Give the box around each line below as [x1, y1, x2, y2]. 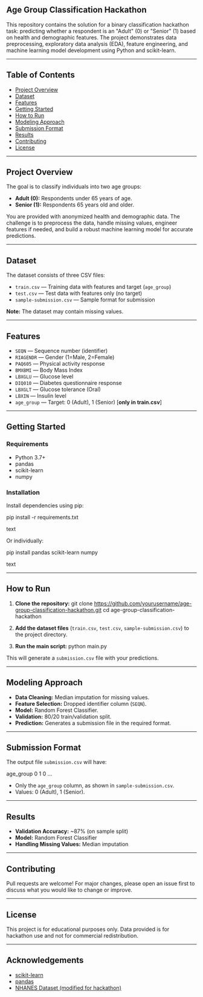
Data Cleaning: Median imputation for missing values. [14, 693, 150, 701]
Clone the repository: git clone [14, 599, 93, 607]
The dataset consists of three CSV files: [6, 272, 106, 279]
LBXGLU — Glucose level [14, 373, 74, 380]
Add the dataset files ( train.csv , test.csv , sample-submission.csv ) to [14, 624, 189, 631]
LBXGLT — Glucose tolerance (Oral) [14, 386, 101, 393]
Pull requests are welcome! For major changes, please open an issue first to [6, 880, 195, 887]
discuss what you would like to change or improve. [6, 886, 133, 893]
